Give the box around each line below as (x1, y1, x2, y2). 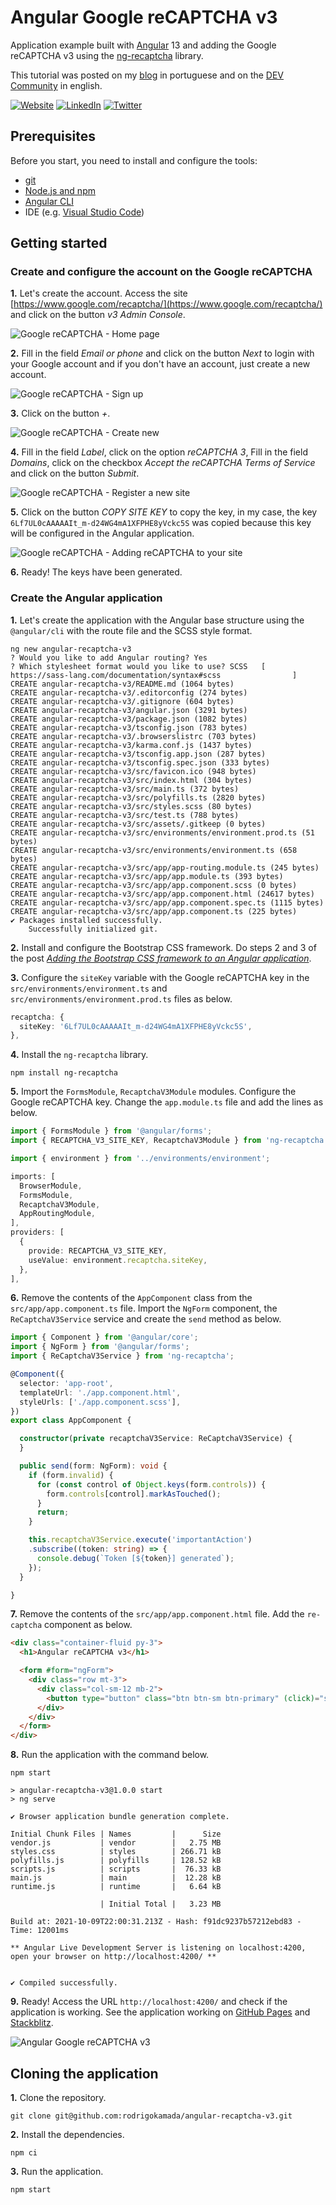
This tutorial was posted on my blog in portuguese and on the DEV (10, 69, 285, 81)
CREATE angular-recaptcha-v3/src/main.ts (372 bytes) (10, 784, 240, 794)
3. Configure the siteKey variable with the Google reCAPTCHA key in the (10, 971, 310, 983)
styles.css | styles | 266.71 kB (10, 1847, 222, 1857)
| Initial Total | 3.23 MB (99, 1899, 222, 1910)
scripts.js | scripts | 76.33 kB (10, 1864, 222, 1875)
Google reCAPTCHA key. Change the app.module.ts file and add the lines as (10, 1096, 324, 1108)
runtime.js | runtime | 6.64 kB (10, 1882, 222, 1892)
